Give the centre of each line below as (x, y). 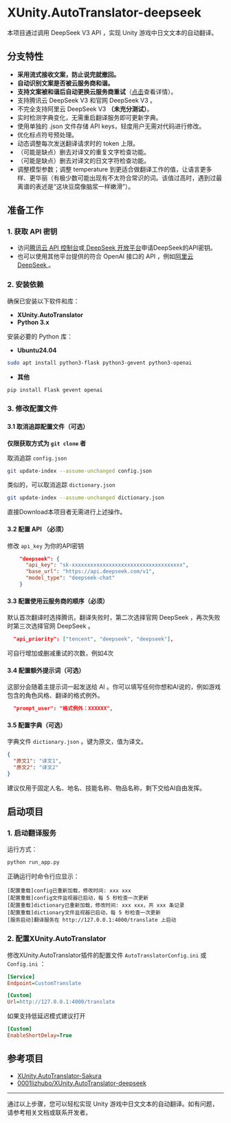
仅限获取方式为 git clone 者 (47, 443)
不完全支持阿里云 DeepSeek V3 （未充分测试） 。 (85, 109)
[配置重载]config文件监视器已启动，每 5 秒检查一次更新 (78, 898)
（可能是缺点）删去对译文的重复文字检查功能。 (83, 152)
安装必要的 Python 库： (40, 336)
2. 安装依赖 (25, 285)
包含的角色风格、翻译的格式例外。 (55, 696)
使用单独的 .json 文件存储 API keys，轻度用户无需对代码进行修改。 (111, 126)
